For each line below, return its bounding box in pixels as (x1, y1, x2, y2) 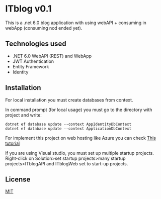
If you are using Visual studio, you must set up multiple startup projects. (5, 150, 154, 156)
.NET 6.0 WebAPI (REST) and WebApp (12, 53, 92, 59)
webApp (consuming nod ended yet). (5, 25, 83, 31)
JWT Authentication (12, 58, 54, 64)
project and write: (5, 112, 42, 118)
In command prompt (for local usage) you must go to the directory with (5, 107, 152, 113)
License (5, 175, 31, 183)
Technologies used (5, 40, 66, 48)
